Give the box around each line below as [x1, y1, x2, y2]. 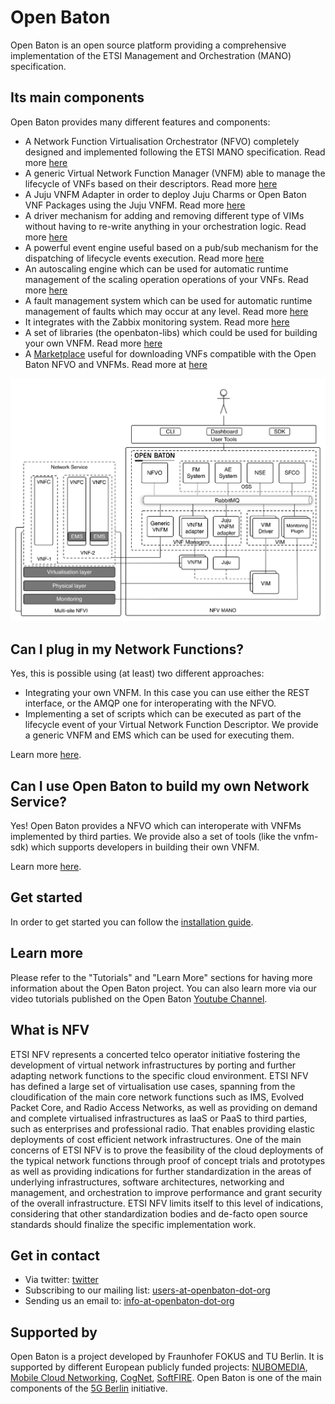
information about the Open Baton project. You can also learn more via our [10, 982, 317, 994]
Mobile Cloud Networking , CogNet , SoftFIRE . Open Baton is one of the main [10, 1372, 322, 1384]
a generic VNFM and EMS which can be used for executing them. [24, 729, 295, 741]
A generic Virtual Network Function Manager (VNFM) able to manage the [24, 167, 326, 179]
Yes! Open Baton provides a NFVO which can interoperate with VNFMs [10, 820, 302, 832]
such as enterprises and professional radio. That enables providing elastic [10, 1122, 315, 1135]
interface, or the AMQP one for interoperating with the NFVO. [24, 697, 277, 710]
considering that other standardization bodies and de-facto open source [10, 1207, 308, 1220]
